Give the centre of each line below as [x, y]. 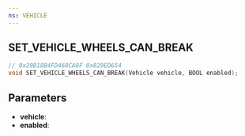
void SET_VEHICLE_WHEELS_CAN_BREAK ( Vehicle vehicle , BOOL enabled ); [123, 73]
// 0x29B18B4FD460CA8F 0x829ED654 [65, 66]
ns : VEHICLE [28, 15]
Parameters [38, 98]
